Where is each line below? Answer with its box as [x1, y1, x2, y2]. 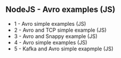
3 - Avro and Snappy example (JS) [14, 32, 98, 40]
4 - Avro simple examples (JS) [14, 39, 88, 46]
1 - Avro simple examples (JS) [14, 20, 86, 27]
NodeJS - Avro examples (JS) [5, 5, 116, 15]
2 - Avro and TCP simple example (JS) [14, 26, 107, 33]
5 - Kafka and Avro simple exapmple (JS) [14, 45, 114, 52]
